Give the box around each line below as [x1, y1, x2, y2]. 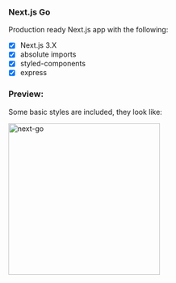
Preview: [8, 88, 44, 99]
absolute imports [19, 49, 77, 59]
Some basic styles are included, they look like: [8, 107, 163, 116]
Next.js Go [8, 6, 51, 18]
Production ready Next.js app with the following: [8, 25, 169, 35]
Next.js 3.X [19, 40, 57, 50]
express [19, 68, 47, 78]
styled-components [19, 59, 86, 69]
